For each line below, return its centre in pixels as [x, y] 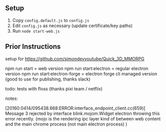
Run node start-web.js [36, 31]
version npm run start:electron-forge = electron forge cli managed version [81, 73]
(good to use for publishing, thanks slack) [48, 79]
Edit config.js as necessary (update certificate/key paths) [73, 25]
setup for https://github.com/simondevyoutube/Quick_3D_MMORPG [75, 58]
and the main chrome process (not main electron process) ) [66, 124]
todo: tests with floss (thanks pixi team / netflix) [54, 88]
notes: [12, 98]
